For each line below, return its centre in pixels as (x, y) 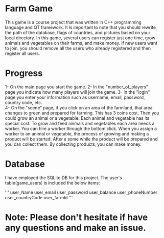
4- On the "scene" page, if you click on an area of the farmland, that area (79, 107)
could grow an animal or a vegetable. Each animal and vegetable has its (77, 118)
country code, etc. (24, 102)
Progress (24, 73)
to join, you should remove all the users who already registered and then (78, 48)
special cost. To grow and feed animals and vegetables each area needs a (80, 123)
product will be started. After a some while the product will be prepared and (82, 139)
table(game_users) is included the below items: (53, 183)
